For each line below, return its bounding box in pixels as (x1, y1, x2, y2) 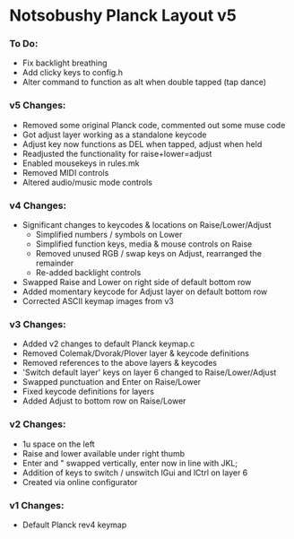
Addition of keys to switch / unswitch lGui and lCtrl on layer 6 (22, 467, 248, 478)
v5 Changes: (9, 100, 66, 112)
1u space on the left (22, 439, 96, 449)
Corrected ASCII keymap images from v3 (22, 296, 175, 307)
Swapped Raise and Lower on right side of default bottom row (22, 277, 252, 288)
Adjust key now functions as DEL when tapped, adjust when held (22, 138, 263, 149)
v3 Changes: (9, 318, 66, 330)
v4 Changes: (9, 199, 67, 212)
